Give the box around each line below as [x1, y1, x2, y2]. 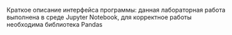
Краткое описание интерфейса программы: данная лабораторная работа [6, 6, 226, 14]
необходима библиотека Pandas [6, 21, 103, 28]
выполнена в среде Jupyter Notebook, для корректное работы [6, 13, 192, 21]
